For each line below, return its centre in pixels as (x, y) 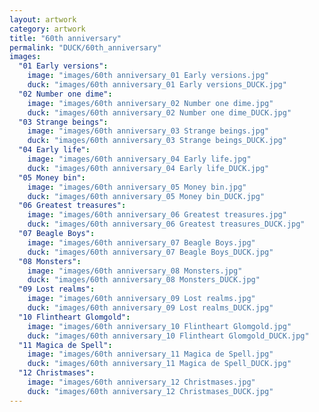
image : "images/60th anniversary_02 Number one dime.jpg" (150, 103)
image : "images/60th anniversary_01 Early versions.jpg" (148, 76)
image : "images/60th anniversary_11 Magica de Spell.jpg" (150, 354)
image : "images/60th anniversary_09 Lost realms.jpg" (141, 299)
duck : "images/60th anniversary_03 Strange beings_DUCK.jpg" (157, 141)
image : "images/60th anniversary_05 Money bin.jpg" (137, 187)
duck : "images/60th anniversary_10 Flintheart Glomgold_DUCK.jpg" (168, 336)
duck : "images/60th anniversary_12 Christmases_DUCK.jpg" (150, 391)
